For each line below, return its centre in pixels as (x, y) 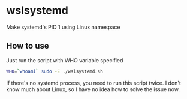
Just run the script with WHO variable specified (65, 60)
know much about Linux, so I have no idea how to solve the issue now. (93, 89)
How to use (28, 46)
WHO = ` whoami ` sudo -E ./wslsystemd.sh (55, 71)
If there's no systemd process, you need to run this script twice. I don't (94, 83)
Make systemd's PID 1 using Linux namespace (63, 27)
